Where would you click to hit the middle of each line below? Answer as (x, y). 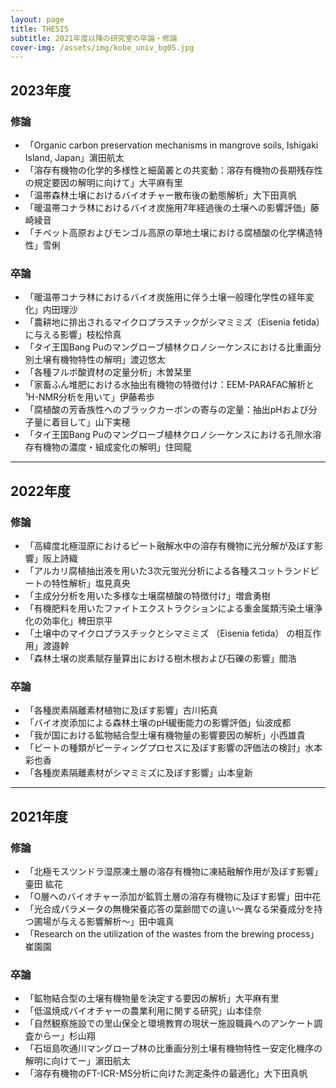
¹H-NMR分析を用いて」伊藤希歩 (89, 397)
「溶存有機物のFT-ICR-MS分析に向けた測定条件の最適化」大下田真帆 (166, 1073)
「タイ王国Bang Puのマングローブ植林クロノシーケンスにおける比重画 (168, 347)
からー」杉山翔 (64, 1036)
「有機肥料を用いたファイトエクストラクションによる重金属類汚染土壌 (169, 608)
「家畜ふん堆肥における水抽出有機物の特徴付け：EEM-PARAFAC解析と (169, 385)
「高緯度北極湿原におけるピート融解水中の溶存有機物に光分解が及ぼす (169, 545)
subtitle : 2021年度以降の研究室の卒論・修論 (94, 38)
